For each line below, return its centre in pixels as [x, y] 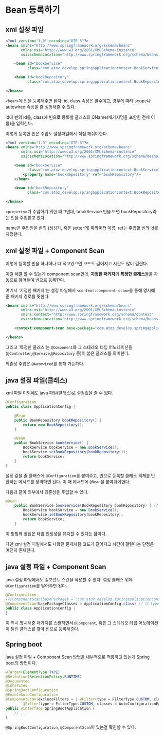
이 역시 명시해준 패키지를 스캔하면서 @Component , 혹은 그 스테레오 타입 [72, 623]
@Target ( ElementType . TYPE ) [33, 672]
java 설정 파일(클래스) [36, 380]
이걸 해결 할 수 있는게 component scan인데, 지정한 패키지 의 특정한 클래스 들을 [79, 274]
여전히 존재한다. [21, 550]
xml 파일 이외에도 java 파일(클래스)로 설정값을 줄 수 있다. [59, 393]
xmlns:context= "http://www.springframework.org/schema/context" [87, 314]
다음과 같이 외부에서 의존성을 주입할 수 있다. [47, 492]
